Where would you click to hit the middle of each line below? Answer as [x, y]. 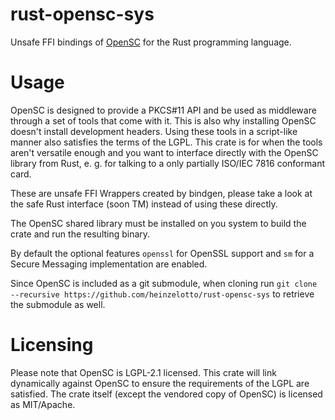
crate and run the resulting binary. [80, 234]
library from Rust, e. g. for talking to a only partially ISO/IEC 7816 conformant [167, 163]
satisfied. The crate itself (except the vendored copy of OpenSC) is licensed [166, 394]
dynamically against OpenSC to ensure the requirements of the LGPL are [160, 383]
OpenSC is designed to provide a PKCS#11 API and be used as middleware [163, 110]
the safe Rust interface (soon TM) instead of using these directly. [144, 204]
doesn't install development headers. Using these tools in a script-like [154, 131]
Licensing [52, 345]
